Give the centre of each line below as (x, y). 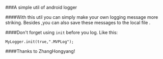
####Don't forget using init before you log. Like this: (62, 32)
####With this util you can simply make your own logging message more (82, 17)
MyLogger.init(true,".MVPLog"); (39, 42)
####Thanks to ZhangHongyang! (40, 51)
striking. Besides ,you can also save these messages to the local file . (78, 23)
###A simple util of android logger (41, 7)
